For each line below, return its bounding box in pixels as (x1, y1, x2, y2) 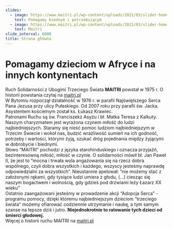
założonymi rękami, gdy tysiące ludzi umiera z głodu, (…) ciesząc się (5, 173, 150, 180)
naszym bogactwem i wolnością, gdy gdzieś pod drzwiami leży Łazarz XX (5, 179, 162, 185)
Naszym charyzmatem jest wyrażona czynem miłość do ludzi (5, 119, 135, 125)
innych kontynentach (5, 69, 98, 81)
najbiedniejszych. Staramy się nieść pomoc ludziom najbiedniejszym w (5, 125, 155, 131)
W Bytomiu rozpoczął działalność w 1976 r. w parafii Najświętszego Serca (5, 97, 161, 103)
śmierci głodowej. (5, 212, 45, 218)
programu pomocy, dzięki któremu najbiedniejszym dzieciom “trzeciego (5, 196, 157, 202)
